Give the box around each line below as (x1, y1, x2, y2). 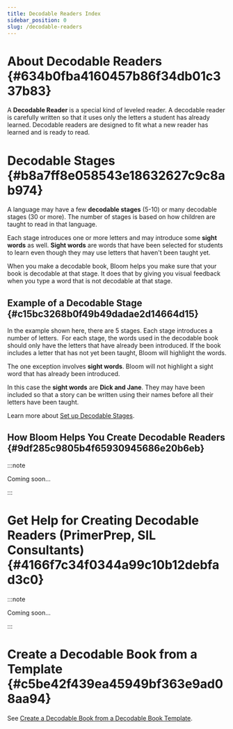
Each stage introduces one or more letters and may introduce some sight (7, 234, 218, 242)
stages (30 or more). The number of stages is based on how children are (7, 213, 216, 221)
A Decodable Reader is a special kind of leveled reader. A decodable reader (7, 106, 225, 114)
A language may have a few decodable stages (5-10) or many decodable (7, 205, 217, 213)
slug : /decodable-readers (7, 23, 82, 30)
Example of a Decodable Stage (7, 297, 143, 309)
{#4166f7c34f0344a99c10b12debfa (7, 557, 220, 573)
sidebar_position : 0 (7, 17, 67, 24)
